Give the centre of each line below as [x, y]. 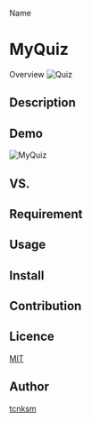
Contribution [46, 306]
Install [27, 275]
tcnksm [23, 408]
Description [42, 103]
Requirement [46, 214]
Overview [27, 74]
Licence [32, 337]
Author [29, 387]
